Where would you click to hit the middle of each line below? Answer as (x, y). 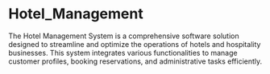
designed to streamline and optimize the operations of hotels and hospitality (135, 44)
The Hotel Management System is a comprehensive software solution (124, 36)
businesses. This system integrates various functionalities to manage (123, 53)
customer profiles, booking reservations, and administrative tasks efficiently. (135, 61)
